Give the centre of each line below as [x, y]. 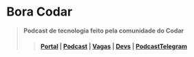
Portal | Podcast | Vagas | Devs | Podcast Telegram [114, 46]
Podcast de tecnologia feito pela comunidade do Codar [104, 31]
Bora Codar [40, 12]
